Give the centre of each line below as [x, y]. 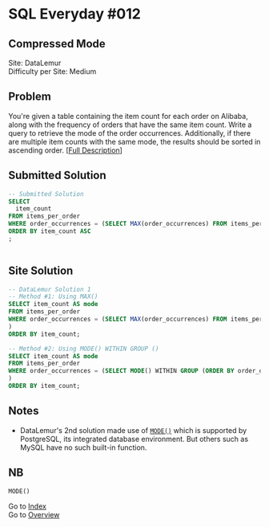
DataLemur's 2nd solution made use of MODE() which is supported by [133, 430]
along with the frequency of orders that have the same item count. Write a [130, 125]
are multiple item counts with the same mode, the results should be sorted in [134, 141]
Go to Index [27, 506]
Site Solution [41, 271]
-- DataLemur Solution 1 [50, 289]
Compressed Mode [57, 44]
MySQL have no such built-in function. [83, 447]
